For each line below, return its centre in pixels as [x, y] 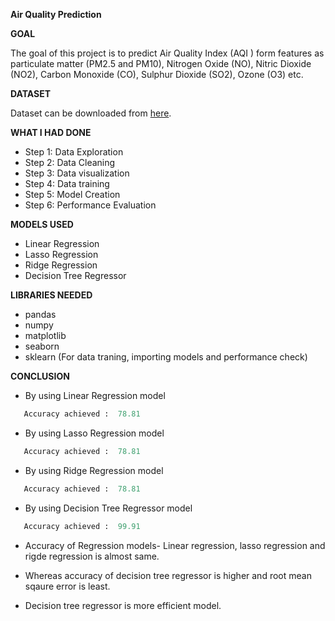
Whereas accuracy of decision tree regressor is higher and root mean [168, 575]
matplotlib [45, 335]
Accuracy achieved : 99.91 [82, 526]
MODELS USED [42, 224]
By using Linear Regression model [95, 395]
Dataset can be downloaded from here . [91, 113]
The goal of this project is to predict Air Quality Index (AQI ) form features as [167, 53]
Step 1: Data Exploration [74, 152]
